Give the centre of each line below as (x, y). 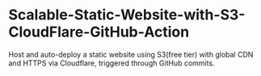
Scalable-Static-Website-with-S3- (127, 15)
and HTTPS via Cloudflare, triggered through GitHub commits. (112, 63)
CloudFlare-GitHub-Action (99, 32)
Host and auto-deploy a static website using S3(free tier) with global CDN (131, 54)
